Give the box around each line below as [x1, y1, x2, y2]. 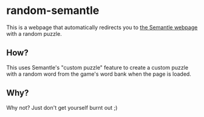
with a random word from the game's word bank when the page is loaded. [6, 70, 191, 78]
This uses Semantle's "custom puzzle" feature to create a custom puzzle [6, 64, 189, 71]
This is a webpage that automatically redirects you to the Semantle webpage [6, 24, 198, 31]
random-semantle [6, 4, 100, 18]
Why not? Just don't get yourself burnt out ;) [6, 104, 118, 111]
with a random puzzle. [6, 30, 62, 37]
